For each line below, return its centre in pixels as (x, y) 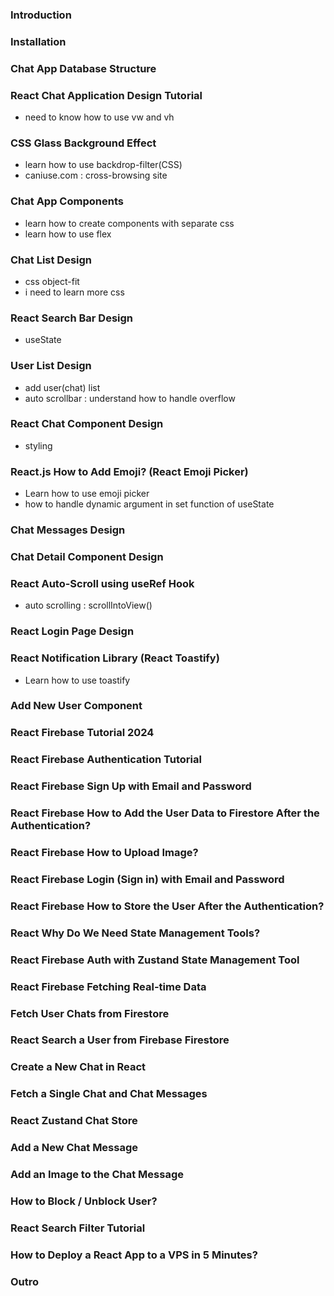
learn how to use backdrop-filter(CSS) (103, 165)
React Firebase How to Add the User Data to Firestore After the (165, 813)
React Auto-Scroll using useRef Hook (102, 583)
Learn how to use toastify (77, 680)
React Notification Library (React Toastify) (115, 658)
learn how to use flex (68, 234)
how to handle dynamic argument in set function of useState (149, 504)
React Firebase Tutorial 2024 (82, 733)
